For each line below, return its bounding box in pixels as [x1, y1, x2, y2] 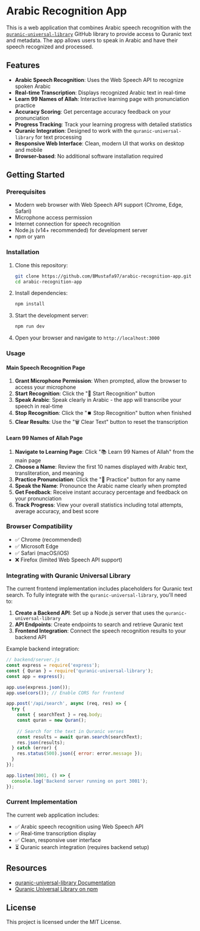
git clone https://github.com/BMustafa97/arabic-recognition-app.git [14, 273, 192, 279]
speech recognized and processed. [6, 43, 94, 50]
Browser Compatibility [6, 522, 73, 530]
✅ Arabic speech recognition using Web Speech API [14, 823, 144, 830]
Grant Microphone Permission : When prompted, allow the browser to [14, 377, 187, 384]
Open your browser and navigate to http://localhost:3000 [14, 334, 160, 341]
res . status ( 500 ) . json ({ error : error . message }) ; [17, 750, 143, 757]
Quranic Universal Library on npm [14, 885, 99, 892]
